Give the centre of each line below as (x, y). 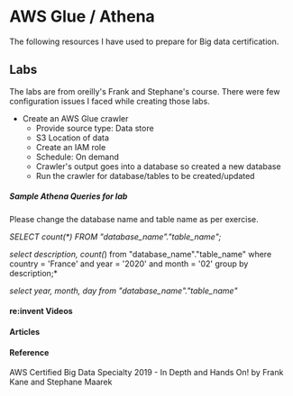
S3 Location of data (73, 138)
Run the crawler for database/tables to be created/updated (145, 175)
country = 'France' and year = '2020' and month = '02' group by (129, 264)
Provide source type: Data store (95, 128)
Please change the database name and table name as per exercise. (134, 219)
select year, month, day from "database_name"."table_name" (124, 291)
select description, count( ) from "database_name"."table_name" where (141, 254)
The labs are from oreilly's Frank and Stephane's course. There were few (145, 91)
